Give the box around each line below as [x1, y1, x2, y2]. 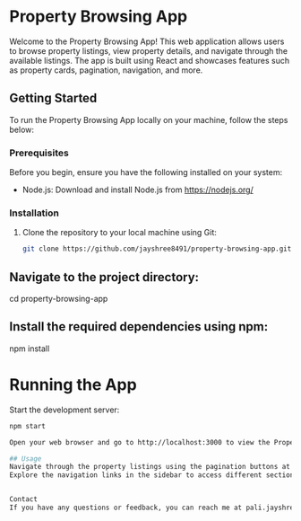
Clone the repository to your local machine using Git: [21, 227, 218, 238]
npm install [9, 343, 50, 354]
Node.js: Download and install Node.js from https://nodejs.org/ [21, 184, 254, 195]
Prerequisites [9, 146, 69, 159]
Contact [9, 495, 39, 504]
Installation [9, 207, 60, 219]
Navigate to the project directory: [9, 269, 200, 285]
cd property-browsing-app [9, 294, 108, 305]
